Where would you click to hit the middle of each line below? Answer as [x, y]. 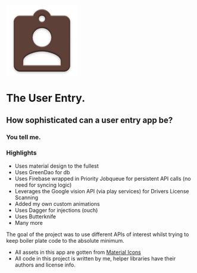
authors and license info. [45, 265]
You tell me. [24, 137]
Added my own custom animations [57, 203]
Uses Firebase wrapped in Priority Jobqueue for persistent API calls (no [103, 178]
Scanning [26, 197]
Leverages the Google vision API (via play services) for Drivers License [102, 191]
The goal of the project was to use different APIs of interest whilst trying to [98, 234]
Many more [29, 222]
